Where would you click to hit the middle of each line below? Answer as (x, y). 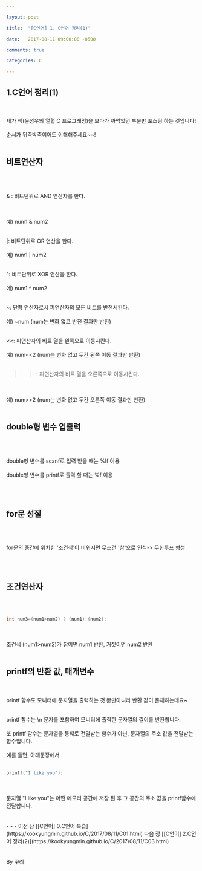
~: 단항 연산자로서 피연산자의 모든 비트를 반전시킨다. (68, 307)
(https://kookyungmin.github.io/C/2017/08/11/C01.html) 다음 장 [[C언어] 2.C (99, 833)
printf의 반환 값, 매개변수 (50, 672)
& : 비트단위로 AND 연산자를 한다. (46, 196)
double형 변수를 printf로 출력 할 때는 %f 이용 (60, 475)
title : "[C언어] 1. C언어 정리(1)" (49, 28)
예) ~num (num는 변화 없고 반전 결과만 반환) (59, 321)
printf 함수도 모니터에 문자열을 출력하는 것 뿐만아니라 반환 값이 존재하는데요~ (97, 700)
